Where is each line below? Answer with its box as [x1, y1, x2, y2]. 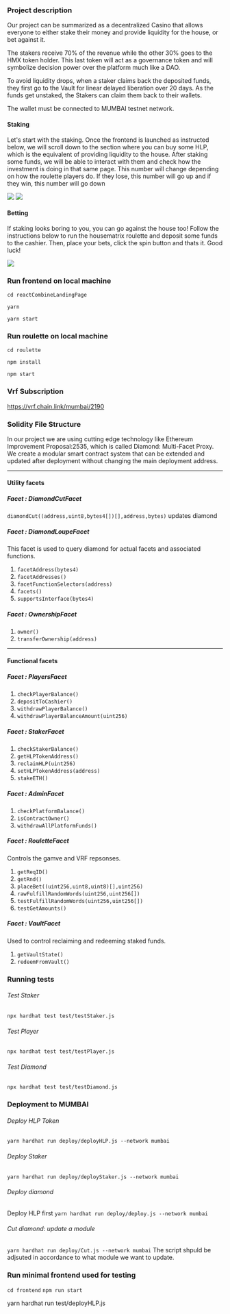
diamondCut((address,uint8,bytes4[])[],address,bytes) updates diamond [7, 512, 218, 520]
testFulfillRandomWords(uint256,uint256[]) [16, 897, 144, 904]
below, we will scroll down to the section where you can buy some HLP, [7, 142, 209, 151]
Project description [7, 5, 73, 15]
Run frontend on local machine [7, 276, 112, 286]
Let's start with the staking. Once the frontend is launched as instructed [7, 136, 209, 144]
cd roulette [7, 347, 41, 354]
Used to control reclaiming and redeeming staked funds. [7, 937, 166, 945]
